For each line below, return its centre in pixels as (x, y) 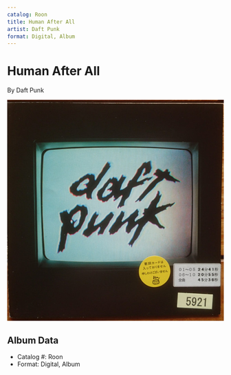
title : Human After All (41, 22)
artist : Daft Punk (33, 29)
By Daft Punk (26, 90)
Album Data (33, 340)
